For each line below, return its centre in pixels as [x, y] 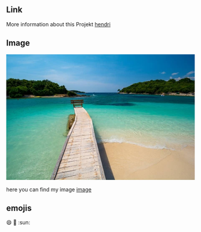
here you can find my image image [49, 189]
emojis [19, 208]
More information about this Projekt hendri [58, 24]
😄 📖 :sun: [18, 222]
